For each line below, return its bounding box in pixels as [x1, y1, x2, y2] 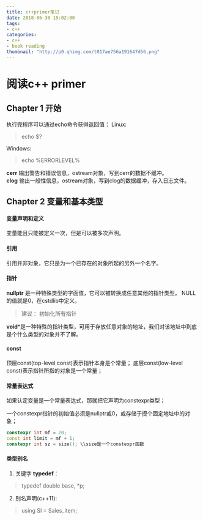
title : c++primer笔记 [6, 9, 60, 15]
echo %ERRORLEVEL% [21, 157, 81, 164]
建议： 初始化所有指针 [21, 310, 77, 317]
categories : [6, 32, 37, 38]
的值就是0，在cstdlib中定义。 [6, 297, 81, 304]
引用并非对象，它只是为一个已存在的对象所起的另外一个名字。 [6, 259, 162, 267]
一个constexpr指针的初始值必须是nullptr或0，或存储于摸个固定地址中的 [6, 410, 185, 417]
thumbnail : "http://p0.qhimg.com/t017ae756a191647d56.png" [6, 49, 160, 55]
